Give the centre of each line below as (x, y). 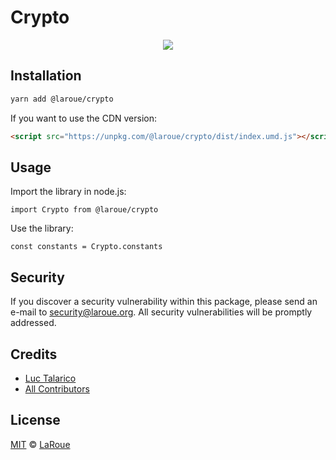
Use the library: (42, 228)
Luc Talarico (50, 378)
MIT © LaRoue (40, 444)
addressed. (33, 323)
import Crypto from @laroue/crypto (84, 210)
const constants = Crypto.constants (86, 247)
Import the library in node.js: (68, 192)
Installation (46, 76)
